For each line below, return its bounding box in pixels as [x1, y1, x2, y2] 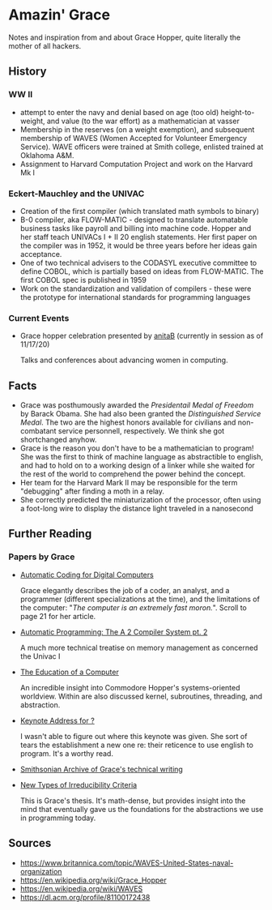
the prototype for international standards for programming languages [19, 292, 251, 301]
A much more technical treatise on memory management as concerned [19, 643, 258, 652]
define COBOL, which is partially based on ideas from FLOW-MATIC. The [19, 266, 264, 276]
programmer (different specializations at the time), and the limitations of [19, 594, 261, 604]
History [8, 65, 47, 79]
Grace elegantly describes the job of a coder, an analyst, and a [19, 585, 230, 595]
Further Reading [8, 527, 92, 540]
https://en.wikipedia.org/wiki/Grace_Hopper [19, 875, 168, 885]
